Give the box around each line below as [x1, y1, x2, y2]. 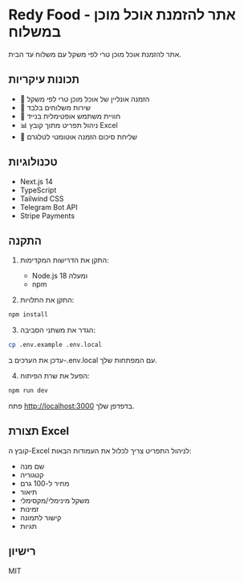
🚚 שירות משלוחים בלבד [19, 102, 91, 112]
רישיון [8, 545, 36, 559]
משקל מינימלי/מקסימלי [19, 495, 90, 505]
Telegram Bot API [19, 202, 78, 212]
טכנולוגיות [8, 155, 58, 169]
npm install [8, 311, 48, 319]
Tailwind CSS [19, 193, 64, 203]
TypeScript [19, 185, 57, 195]
